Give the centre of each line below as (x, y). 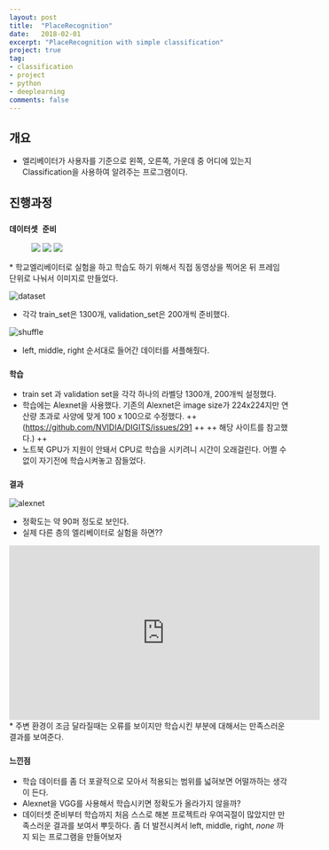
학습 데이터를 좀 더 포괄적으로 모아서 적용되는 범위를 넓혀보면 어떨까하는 (146, 781)
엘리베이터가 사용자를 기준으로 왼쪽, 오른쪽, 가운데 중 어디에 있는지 (137, 161)
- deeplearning (37, 91)
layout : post (33, 17)
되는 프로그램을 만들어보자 (77, 836)
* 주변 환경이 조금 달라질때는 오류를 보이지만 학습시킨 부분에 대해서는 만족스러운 (147, 726)
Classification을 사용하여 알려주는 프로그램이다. (105, 172)
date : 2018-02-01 (45, 34)
